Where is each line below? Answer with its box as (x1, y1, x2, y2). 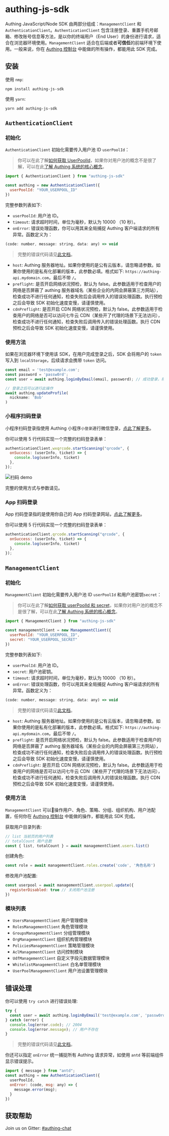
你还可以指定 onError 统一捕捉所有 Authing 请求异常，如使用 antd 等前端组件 (5, 1052, 164, 1058)
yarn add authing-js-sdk (5, 106, 57, 111)
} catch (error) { (5, 1017, 44, 1022)
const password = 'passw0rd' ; (5, 372, 69, 377)
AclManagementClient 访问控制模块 (12, 949, 83, 955)
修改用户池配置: (5, 873, 38, 879)
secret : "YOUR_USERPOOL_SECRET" (10, 637, 78, 642)
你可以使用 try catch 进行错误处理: (5, 998, 78, 1004)
